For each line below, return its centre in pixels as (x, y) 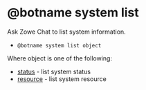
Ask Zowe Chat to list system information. (66, 32)
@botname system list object (59, 45)
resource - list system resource (62, 79)
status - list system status (54, 71)
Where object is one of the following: (60, 58)
